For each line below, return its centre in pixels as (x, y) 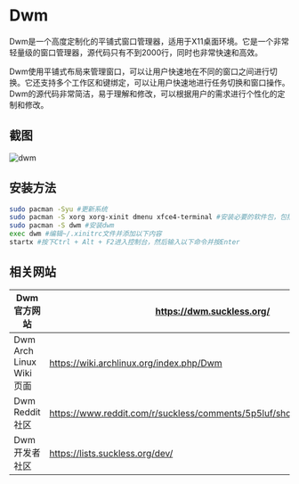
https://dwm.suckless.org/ (213, 311)
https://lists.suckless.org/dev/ (111, 453)
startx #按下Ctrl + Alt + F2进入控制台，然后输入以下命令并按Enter (125, 242)
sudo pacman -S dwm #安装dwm (62, 226)
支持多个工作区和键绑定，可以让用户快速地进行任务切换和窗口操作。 (165, 82)
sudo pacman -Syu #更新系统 (59, 209)
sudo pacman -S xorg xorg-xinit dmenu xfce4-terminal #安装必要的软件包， (145, 217)
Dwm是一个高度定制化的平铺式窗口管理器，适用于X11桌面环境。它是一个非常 (149, 41)
